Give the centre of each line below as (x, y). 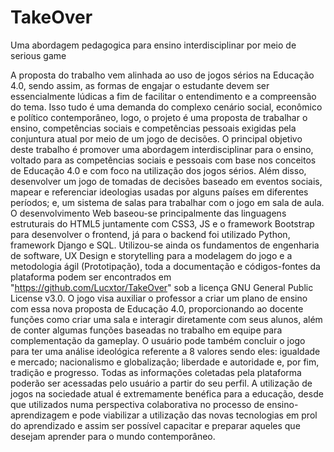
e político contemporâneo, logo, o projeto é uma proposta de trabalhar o (159, 117)
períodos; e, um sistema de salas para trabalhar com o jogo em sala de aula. (167, 202)
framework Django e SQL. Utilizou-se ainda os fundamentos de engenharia (165, 245)
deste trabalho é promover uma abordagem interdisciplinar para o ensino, (162, 149)
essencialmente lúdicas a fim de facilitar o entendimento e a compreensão (163, 96)
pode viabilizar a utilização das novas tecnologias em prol (198, 415)
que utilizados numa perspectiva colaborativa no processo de (137, 404)
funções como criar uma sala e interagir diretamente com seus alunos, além (166, 319)
